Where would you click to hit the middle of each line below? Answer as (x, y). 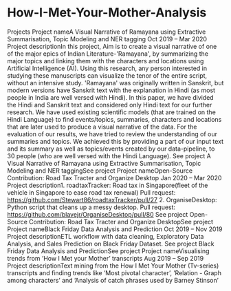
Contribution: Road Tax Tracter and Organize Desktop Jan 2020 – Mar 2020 (114, 177)
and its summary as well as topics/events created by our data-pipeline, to (111, 149)
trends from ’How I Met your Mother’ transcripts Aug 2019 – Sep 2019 (106, 258)
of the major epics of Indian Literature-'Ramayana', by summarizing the (108, 54)
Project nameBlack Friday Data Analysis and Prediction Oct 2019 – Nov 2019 (115, 229)
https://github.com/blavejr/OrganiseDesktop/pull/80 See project (98, 214)
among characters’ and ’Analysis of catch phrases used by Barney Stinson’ (113, 280)
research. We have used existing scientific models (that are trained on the (112, 112)
